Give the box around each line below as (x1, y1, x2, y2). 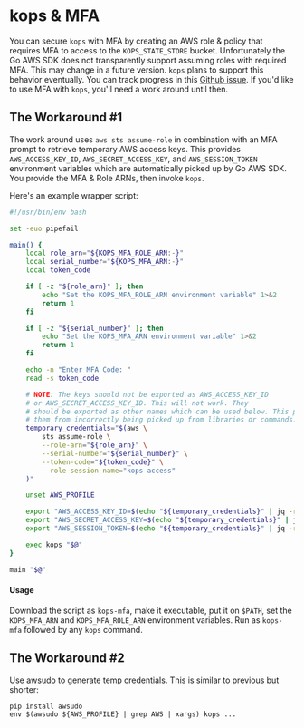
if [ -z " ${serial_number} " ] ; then (25, 324, 165, 333)
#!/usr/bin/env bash (9, 208, 88, 217)
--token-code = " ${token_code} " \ (42, 457, 165, 467)
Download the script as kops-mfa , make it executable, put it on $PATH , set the (9, 605, 292, 616)
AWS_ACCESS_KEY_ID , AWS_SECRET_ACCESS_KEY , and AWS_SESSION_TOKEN (9, 153, 258, 164)
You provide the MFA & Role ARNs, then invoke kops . (9, 172, 204, 183)
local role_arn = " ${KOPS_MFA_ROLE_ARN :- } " (25, 248, 184, 258)
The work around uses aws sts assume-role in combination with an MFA (9, 133, 278, 145)
